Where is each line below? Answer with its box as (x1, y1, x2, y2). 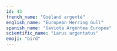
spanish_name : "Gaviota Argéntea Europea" (6, 25, 112, 31)
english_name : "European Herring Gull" (6, 19, 104, 25)
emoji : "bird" (6, 36, 41, 42)
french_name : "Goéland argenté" (6, 14, 85, 20)
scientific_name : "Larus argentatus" (6, 30, 99, 36)
